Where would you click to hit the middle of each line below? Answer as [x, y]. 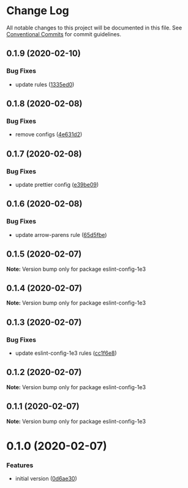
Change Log [38, 11]
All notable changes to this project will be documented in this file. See [94, 28]
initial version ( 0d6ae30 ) [46, 479]
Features [20, 465]
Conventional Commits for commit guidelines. [64, 34]
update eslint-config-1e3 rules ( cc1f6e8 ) [66, 353]
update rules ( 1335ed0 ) [45, 84]
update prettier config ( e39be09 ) [57, 184]
